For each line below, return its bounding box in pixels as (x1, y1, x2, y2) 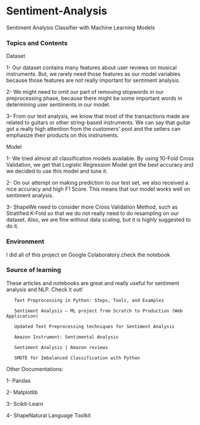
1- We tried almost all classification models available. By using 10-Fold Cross (6, 155, 194, 162)
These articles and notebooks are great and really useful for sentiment (6, 279, 180, 286)
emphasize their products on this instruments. (6, 132, 119, 139)
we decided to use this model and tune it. (6, 167, 108, 175)
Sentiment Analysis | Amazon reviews (14, 344, 109, 350)
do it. (6, 222, 19, 230)
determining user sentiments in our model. (6, 101, 110, 108)
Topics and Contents (6, 39, 68, 47)
